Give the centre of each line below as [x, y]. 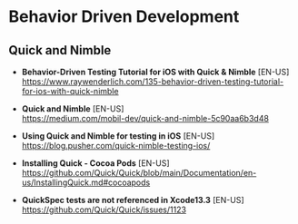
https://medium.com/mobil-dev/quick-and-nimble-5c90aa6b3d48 [145, 118]
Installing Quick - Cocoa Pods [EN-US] [95, 163]
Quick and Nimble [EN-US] [73, 109]
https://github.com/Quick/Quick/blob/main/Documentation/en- [139, 173]
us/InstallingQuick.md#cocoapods [86, 182]
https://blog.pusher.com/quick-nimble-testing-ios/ [116, 146]
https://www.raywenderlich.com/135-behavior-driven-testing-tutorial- [152, 82]
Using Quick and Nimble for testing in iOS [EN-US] [118, 136]
